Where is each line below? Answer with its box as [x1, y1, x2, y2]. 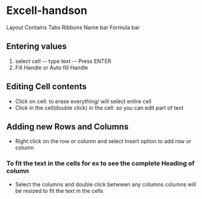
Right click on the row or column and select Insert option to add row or [15, 138, 192, 145]
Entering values [6, 41, 67, 52]
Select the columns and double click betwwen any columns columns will [15, 180, 197, 188]
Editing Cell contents [6, 81, 87, 92]
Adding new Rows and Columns [6, 121, 129, 132]
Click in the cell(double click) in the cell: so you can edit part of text [15, 104, 184, 111]
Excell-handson [6, 4, 88, 18]
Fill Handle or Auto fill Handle [15, 64, 89, 71]
